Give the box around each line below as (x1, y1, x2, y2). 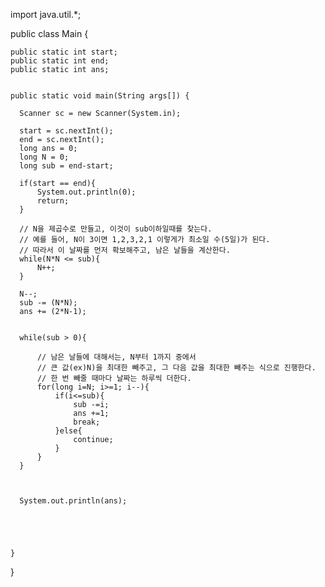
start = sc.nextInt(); (19, 126, 114, 136)
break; (73, 417, 101, 427)
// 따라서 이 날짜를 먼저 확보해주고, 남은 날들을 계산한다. (19, 245, 231, 255)
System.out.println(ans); (19, 496, 128, 506)
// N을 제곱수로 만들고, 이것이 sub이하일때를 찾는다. (19, 224, 213, 234)
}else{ (54, 426, 83, 436)
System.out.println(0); (36, 187, 137, 197)
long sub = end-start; (19, 161, 114, 171)
